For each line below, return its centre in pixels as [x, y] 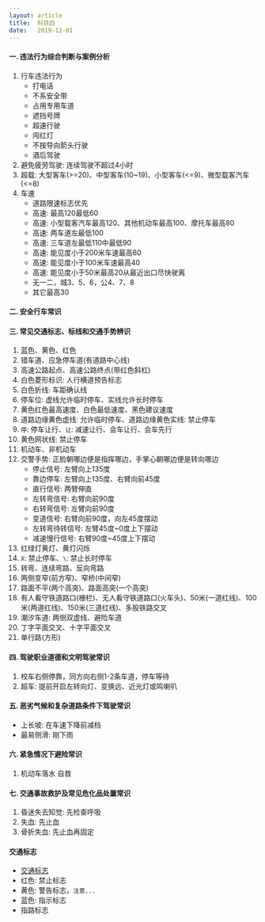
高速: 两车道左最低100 [68, 232]
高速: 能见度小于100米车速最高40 [86, 262]
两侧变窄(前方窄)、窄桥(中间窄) [71, 578]
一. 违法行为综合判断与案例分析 [59, 56]
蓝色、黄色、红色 [48, 350]
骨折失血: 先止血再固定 [57, 832]
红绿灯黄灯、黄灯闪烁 [55, 548]
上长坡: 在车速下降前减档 [61, 725]
